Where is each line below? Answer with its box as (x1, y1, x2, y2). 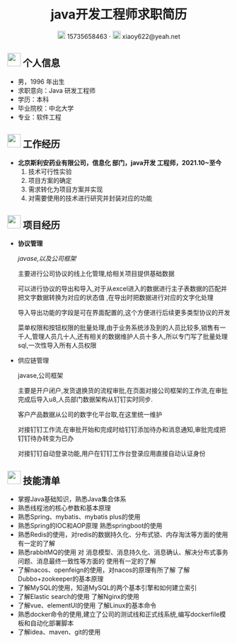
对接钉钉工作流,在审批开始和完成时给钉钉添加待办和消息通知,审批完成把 (17, 425, 226, 434)
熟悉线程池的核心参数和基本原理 (17, 504, 111, 513)
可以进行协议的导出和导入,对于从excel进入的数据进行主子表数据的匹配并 (17, 284, 228, 293)
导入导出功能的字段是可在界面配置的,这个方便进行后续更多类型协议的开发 (17, 308, 231, 317)
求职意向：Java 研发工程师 (17, 86, 96, 94)
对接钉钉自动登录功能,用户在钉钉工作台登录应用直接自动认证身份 (17, 449, 206, 458)
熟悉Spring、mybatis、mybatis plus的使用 (17, 513, 141, 521)
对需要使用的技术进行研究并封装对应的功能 (28, 194, 153, 202)
